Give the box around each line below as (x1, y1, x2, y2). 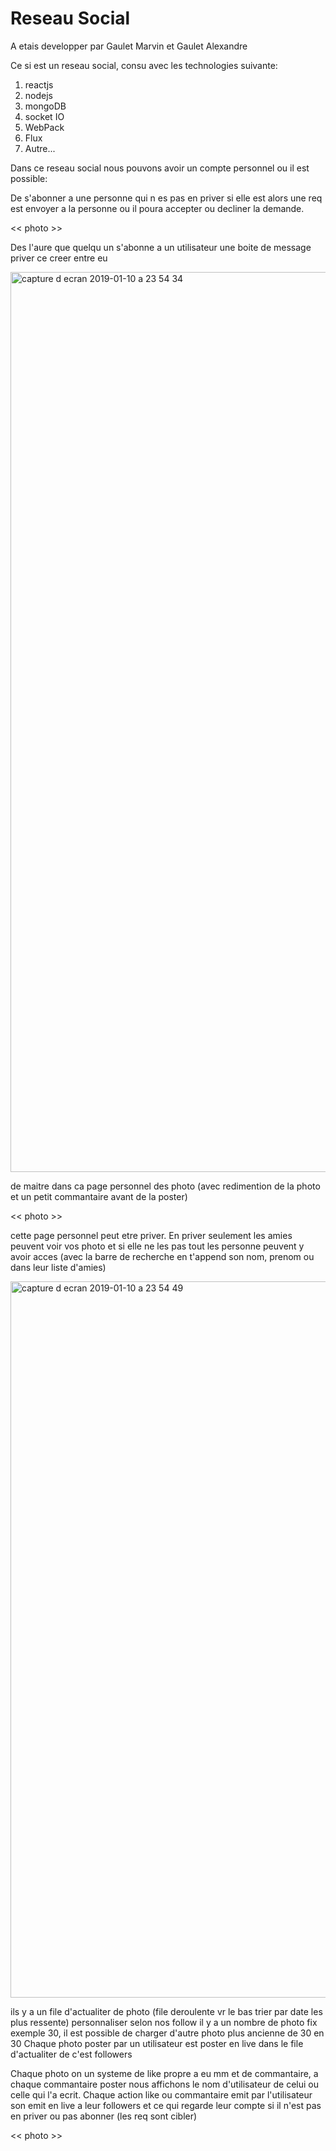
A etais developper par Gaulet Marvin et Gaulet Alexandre (10, 40, 248, 52)
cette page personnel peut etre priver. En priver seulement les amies (10, 1229, 293, 1241)
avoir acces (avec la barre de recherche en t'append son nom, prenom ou (10, 1250, 315, 1262)
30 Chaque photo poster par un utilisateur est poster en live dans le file (10, 2037, 304, 2049)
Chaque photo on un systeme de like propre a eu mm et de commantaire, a (10, 2067, 319, 2079)
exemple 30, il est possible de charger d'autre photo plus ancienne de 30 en (10, 2027, 325, 2039)
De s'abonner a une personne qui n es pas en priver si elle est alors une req (10, 192, 323, 204)
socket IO (24, 110, 65, 122)
